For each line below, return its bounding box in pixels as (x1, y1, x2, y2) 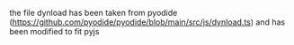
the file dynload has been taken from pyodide (9, 8, 178, 18)
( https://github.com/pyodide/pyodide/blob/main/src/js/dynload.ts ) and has (9, 17, 286, 27)
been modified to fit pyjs (9, 26, 100, 36)
